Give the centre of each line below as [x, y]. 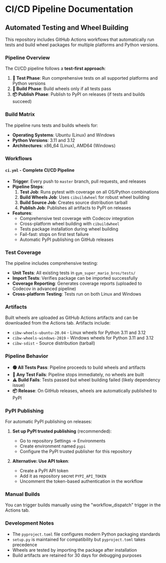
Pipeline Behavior [27, 356]
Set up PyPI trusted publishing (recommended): [62, 431]
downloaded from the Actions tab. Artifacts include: [58, 323]
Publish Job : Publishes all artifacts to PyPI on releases [75, 208]
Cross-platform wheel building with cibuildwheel [70, 224]
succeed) [22, 102]
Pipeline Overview [28, 57]
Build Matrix [20, 114]
